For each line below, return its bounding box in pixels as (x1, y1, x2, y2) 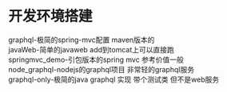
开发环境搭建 (8, 7, 94, 25)
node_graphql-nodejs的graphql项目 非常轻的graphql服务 (8, 64, 194, 74)
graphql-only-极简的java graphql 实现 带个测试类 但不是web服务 (8, 75, 220, 84)
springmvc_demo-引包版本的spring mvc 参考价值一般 (8, 55, 184, 64)
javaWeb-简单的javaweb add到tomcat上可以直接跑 (8, 44, 174, 54)
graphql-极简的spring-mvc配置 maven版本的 (8, 35, 155, 44)
